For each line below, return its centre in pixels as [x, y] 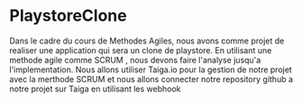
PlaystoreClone [69, 16]
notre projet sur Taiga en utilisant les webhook [95, 89]
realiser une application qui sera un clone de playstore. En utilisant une [141, 50]
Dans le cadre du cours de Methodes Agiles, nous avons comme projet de [147, 41]
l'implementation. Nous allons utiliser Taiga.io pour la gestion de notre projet [151, 70]
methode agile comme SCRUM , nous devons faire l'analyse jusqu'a [135, 60]
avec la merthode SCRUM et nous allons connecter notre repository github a [151, 79]
